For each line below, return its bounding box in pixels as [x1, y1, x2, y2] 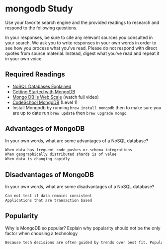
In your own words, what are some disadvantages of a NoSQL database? [5, 184, 155, 190]
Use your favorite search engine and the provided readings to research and [5, 19, 160, 25]
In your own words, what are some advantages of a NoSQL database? [5, 138, 149, 144]
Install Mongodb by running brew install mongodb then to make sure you [12, 104, 162, 110]
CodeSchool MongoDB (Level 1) [12, 99, 78, 105]
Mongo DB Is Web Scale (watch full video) [12, 94, 99, 100]
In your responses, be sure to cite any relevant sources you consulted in [5, 34, 153, 40]
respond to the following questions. [5, 24, 78, 30]
